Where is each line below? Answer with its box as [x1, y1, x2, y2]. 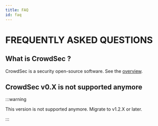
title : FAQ [5, 7, 29, 13]
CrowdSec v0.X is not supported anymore [5, 83, 143, 91]
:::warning [5, 96, 27, 103]
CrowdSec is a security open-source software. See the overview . [5, 68, 143, 74]
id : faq [5, 12, 22, 17]
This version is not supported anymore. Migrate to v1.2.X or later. [5, 106, 143, 112]
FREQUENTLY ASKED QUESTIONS [5, 34, 153, 46]
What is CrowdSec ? [5, 55, 71, 63]
